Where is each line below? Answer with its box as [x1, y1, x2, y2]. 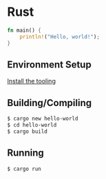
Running [7, 147, 45, 159]
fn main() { [7, 27, 41, 34]
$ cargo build [7, 128, 48, 135]
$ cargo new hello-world [7, 115, 78, 123]
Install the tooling [7, 77, 56, 85]
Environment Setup [7, 59, 92, 70]
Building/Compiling [7, 97, 92, 109]
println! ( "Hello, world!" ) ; [19, 33, 100, 40]
